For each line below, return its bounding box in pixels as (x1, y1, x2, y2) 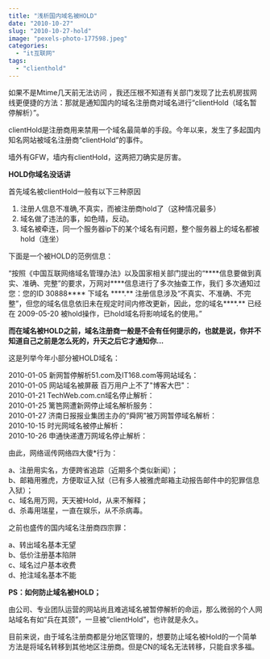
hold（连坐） (19, 233, 64, 243)
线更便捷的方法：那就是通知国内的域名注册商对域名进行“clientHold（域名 (8, 98, 250, 107)
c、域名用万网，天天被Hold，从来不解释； (8, 495, 148, 505)
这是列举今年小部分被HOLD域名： (8, 353, 121, 363)
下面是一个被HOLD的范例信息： (8, 251, 114, 261)
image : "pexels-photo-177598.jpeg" (8, 34, 128, 43)
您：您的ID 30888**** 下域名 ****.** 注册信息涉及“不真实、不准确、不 (8, 288, 244, 298)
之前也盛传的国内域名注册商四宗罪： (8, 523, 129, 532)
